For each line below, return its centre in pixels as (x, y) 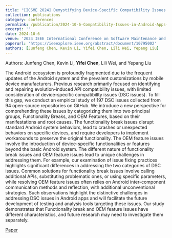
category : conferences (29, 19)
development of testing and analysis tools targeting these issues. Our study (85, 204)
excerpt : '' (18, 29)
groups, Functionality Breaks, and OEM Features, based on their (73, 116)
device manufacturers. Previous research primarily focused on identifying (83, 84)
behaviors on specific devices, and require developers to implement (77, 133)
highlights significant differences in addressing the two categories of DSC (83, 165)
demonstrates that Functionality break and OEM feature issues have (77, 209)
